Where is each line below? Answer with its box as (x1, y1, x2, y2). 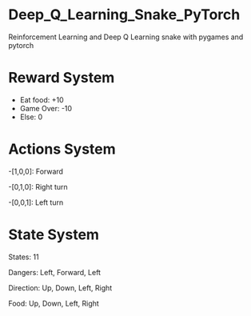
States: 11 (8, 252, 39, 262)
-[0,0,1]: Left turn (8, 198, 64, 207)
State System (8, 226, 100, 243)
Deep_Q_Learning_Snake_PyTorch (8, 6, 241, 24)
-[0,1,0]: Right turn (8, 182, 68, 191)
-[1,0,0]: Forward (8, 166, 64, 176)
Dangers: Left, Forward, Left (8, 267, 102, 277)
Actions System (8, 140, 116, 158)
